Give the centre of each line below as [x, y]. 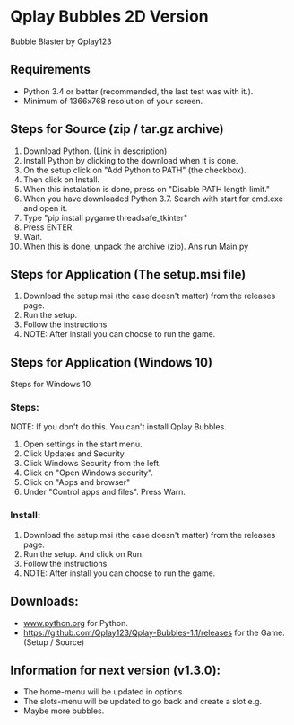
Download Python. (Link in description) [95, 151]
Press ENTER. [49, 227]
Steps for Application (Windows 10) [112, 362]
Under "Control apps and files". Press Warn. [104, 492]
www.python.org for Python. [76, 623]
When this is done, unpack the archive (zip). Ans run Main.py [136, 246]
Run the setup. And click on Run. [83, 553]
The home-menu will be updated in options [103, 692]
